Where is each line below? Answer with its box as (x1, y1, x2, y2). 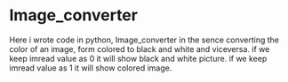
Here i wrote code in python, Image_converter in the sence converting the (9, 34, 280, 45)
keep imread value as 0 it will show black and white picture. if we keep (9, 53, 268, 63)
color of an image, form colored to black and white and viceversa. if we (9, 43, 270, 54)
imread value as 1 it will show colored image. (9, 63, 172, 73)
